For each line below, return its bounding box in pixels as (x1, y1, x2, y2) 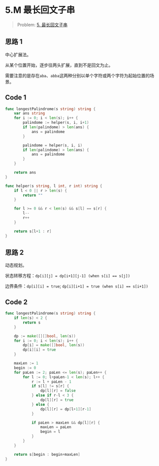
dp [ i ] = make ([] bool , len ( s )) (23, 343, 85, 348)
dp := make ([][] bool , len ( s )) (14, 333, 76, 338)
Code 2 (5, 298, 28, 306)
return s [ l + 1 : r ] (14, 229, 52, 234)
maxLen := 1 (14, 361, 38, 366)
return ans (14, 170, 36, 175)
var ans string (14, 111, 45, 116)
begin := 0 (14, 365, 36, 370)
